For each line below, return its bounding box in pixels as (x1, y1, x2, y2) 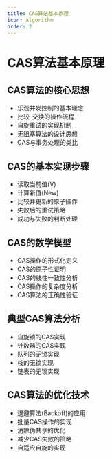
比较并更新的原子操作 (16, 197, 78, 206)
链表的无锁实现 (16, 367, 60, 375)
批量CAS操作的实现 (16, 417, 72, 426)
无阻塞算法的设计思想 (16, 130, 78, 138)
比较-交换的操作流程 (16, 112, 75, 121)
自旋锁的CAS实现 (16, 332, 67, 341)
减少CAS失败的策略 (16, 435, 72, 443)
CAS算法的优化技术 (7, 389, 90, 401)
